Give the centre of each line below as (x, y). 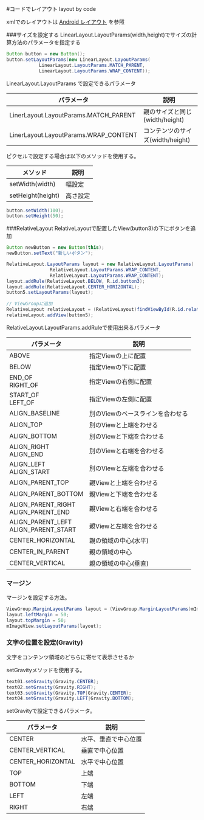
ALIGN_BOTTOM (33, 436)
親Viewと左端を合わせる (124, 526)
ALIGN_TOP (26, 425)
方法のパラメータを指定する (46, 42)
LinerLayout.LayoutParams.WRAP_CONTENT (73, 134)
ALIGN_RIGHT (29, 446)
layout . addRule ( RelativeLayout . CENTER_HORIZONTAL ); (73, 287)
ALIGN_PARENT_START (43, 529)
